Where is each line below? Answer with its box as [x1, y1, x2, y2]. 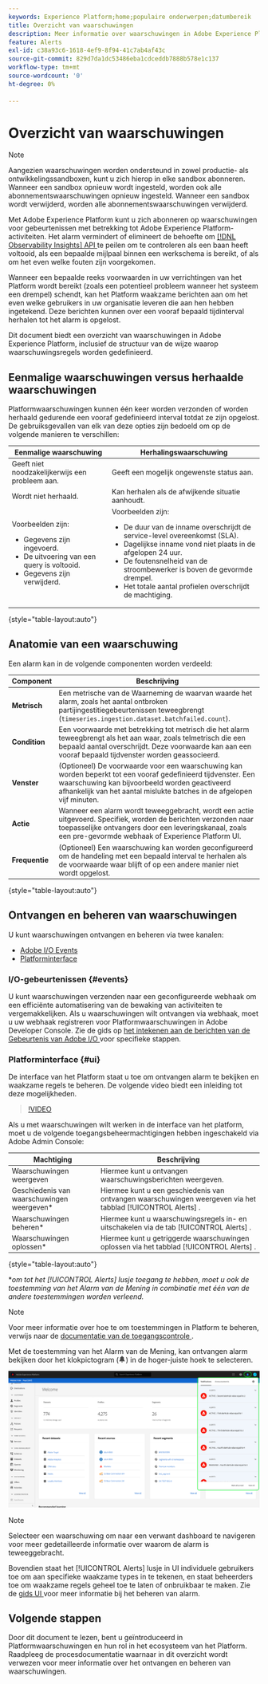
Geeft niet [11, 459, 45, 468]
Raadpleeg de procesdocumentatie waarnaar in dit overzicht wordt [8, 1650, 228, 1659]
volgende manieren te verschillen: [8, 430, 120, 439]
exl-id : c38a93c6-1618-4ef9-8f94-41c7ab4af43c [8, 46, 166, 55]
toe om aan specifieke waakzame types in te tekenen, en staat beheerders [8, 1572, 254, 1581]
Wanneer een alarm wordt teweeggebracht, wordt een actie [58, 806, 254, 816]
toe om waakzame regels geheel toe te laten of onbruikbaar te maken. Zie [8, 1580, 251, 1590]
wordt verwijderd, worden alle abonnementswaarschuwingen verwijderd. [8, 199, 249, 209]
